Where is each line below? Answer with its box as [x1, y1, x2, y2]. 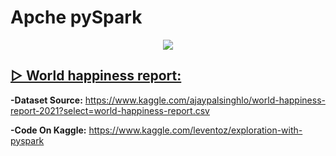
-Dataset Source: [10, 94, 83, 106]
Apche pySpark [10, 6, 143, 29]
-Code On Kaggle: [10, 124, 87, 136]
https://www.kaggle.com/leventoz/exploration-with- [88, 124, 303, 136]
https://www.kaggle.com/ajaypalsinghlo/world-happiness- [84, 94, 326, 106]
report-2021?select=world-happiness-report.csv [10, 104, 210, 116]
